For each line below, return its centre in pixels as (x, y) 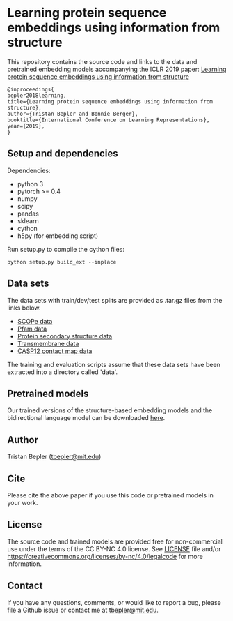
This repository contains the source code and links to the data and (102, 61)
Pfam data (32, 329)
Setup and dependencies (63, 154)
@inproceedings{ (31, 89)
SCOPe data (35, 321)
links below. (24, 308)
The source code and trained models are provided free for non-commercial (115, 541)
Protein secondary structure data (65, 336)
